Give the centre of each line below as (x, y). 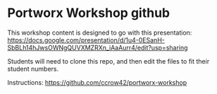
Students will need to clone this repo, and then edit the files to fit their (108, 61)
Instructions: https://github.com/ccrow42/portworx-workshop (97, 82)
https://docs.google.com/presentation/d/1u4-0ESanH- (86, 40)
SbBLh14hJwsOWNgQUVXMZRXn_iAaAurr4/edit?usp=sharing (98, 47)
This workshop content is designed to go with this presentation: (100, 33)
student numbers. (33, 69)
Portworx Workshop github (89, 13)
